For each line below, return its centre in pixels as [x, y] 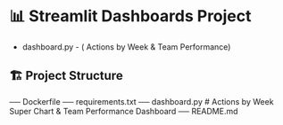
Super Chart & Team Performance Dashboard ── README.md [124, 111]
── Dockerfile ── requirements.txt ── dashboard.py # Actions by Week [141, 101]
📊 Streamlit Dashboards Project [130, 16]
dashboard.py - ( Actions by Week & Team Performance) [126, 47]
